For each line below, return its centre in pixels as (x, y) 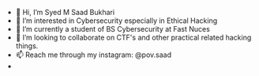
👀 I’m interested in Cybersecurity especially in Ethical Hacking (116, 21)
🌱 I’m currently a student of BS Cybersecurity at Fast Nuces (113, 29)
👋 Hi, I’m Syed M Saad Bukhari (65, 12)
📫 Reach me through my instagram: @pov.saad (94, 55)
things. (27, 46)
